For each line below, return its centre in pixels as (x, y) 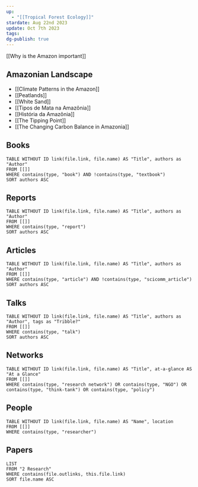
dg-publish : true (28, 39)
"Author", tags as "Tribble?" (44, 322)
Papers (20, 450)
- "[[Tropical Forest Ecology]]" (53, 17)
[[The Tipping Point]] (40, 120)
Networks (25, 355)
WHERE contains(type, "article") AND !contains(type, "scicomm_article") (99, 280)
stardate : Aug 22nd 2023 (37, 23)
